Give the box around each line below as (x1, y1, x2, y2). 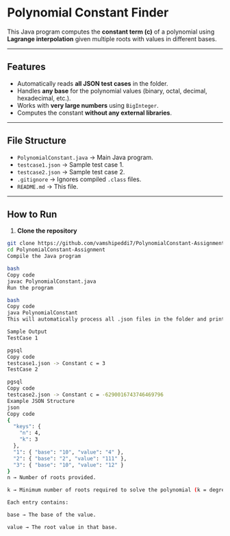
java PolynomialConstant (7, 310, 78, 316)
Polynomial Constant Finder (7, 5, 169, 21)
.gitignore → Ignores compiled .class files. (16, 175, 142, 183)
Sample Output (7, 328, 48, 335)
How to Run (7, 208, 57, 220)
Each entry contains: (7, 499, 69, 506)
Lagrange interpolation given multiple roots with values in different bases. (7, 34, 217, 43)
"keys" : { (13, 423, 41, 430)
